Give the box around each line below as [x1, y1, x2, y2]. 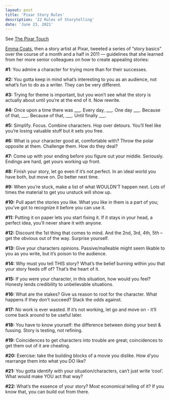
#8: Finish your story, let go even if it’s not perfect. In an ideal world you [5, 168, 156, 174]
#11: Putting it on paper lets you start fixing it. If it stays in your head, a [5, 214, 153, 220]
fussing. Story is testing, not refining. [5, 327, 83, 334]
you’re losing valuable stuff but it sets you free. [5, 128, 104, 134]
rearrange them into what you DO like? [5, 358, 86, 364]
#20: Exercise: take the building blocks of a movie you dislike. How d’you [5, 352, 159, 359]
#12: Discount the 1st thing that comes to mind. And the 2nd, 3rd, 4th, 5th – [5, 230, 163, 236]
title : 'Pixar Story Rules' [5, 12, 65, 17]
